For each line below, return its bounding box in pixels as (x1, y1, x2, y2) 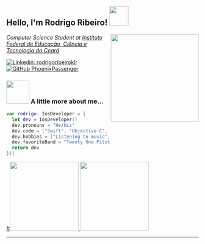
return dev (12, 145, 40, 151)
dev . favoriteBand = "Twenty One (12, 139, 95, 145)
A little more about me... (30, 97, 104, 106)
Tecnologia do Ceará (6, 46, 60, 54)
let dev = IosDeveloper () (12, 117, 78, 123)
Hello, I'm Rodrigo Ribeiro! (6, 18, 108, 28)
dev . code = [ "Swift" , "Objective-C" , (12, 127, 108, 134)
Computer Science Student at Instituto (6, 34, 103, 41)
